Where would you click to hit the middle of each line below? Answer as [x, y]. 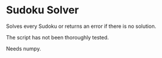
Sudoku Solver [42, 10]
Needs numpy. [24, 48]
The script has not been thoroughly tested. [58, 37]
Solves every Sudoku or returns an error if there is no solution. [81, 26]
